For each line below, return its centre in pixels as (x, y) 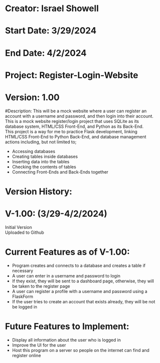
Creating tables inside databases (45, 156)
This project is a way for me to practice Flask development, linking (71, 131)
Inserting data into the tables (40, 161)
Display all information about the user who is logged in (66, 340)
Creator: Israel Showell (52, 9)
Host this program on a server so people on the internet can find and (80, 350)
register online (26, 355)
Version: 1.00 (32, 97)
